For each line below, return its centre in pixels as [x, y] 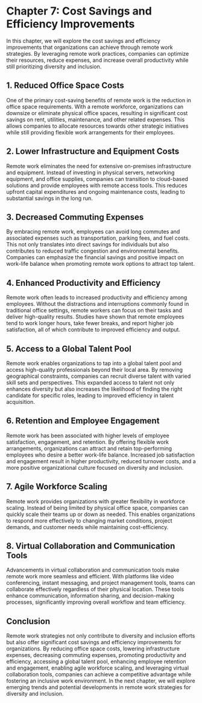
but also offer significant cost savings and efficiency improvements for [94, 642]
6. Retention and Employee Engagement [83, 421]
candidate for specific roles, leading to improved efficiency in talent [90, 395]
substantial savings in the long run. [50, 198]
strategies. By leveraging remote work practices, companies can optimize [98, 53]
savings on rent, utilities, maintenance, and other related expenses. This [96, 119]
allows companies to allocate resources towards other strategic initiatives [97, 126]
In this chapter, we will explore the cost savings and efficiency [84, 41]
